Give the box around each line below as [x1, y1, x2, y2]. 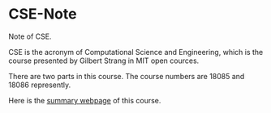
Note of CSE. [8, 31, 52, 41]
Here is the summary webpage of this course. [8, 95, 161, 105]
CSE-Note [8, 5, 77, 23]
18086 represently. [8, 80, 71, 90]
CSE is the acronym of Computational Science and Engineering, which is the [8, 47, 264, 56]
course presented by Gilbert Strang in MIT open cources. [8, 56, 200, 65]
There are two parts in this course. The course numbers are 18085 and [8, 71, 245, 81]
